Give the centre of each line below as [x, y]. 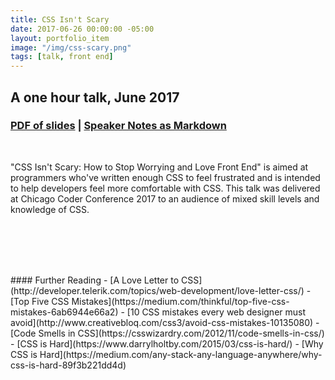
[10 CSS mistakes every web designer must [216, 312]
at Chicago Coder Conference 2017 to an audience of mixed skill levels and [165, 198]
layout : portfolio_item [60, 38]
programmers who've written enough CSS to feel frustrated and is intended [165, 177]
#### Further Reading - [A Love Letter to [95, 280]
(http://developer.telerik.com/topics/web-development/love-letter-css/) [157, 290]
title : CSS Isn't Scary [60, 19]
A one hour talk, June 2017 [95, 97]
